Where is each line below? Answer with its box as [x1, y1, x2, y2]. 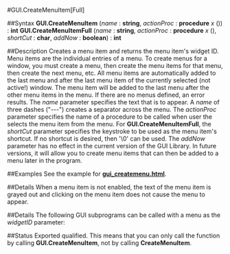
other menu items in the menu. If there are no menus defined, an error [7, 91, 205, 99]
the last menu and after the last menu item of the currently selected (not [7, 76, 211, 84]
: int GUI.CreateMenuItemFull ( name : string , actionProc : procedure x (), [7, 27, 217, 34]
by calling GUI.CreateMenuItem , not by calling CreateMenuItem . [7, 239, 192, 246]
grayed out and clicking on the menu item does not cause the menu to [7, 190, 206, 198]
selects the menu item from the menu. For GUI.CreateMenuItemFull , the [7, 120, 211, 128]
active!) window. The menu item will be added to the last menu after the [7, 84, 209, 91]
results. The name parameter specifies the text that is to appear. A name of [7, 98, 220, 106]
